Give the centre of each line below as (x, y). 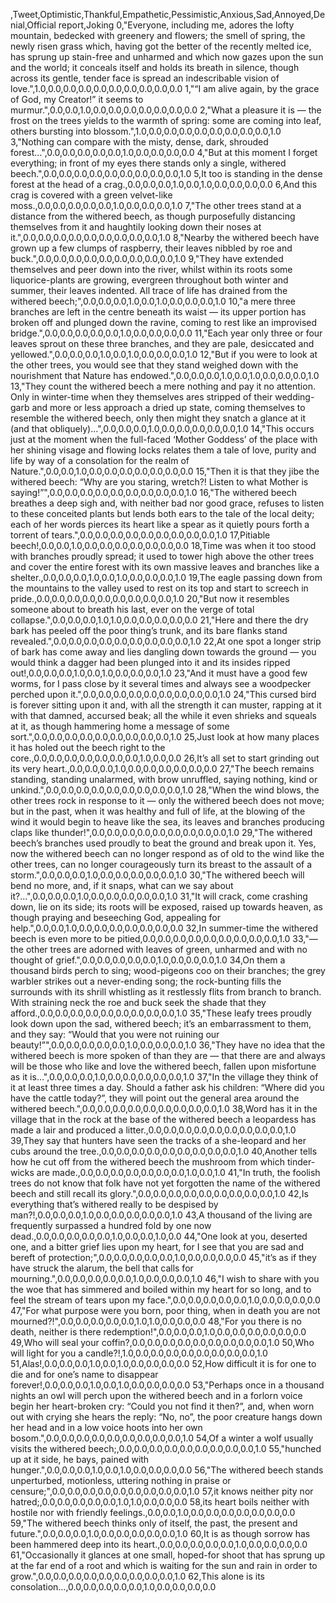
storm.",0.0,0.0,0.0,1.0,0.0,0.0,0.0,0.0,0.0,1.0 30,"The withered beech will (157, 875)
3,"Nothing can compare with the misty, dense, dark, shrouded (139, 142)
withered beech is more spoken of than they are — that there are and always (168, 1055)
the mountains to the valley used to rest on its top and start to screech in (159, 588)
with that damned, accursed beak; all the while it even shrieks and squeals (163, 715)
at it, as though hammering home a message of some (120, 726)
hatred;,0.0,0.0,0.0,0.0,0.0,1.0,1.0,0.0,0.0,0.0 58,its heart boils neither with (160, 1502)
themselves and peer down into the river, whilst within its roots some (151, 269)
